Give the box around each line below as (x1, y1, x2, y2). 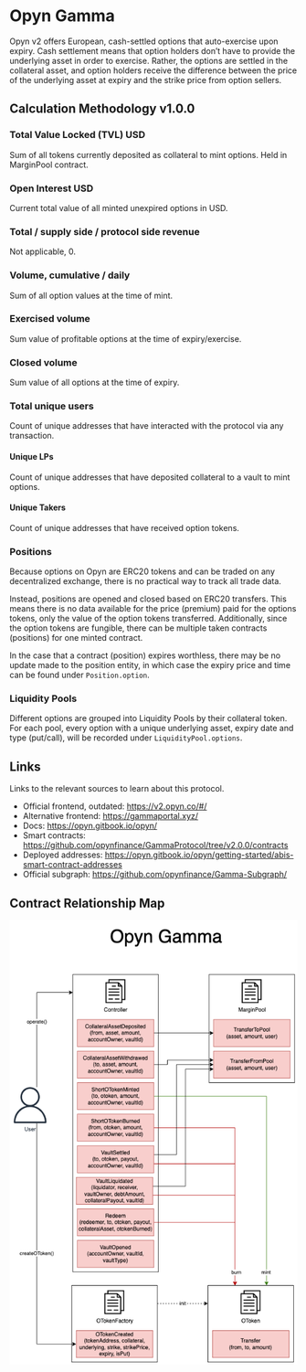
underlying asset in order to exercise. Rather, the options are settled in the (9, 55, 289, 66)
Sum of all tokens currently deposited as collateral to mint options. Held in (9, 149, 288, 160)
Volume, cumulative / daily (9, 269, 131, 282)
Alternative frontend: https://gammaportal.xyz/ (22, 811, 199, 822)
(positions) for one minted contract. (9, 633, 143, 643)
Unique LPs (9, 452, 54, 462)
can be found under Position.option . (9, 669, 151, 681)
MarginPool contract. (9, 159, 89, 170)
